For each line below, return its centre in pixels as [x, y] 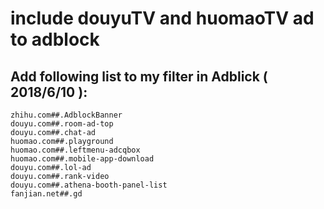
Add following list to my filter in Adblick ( [139, 76]
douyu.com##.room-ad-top [62, 124]
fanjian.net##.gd [46, 194]
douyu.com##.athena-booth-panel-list [89, 185]
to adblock [55, 39]
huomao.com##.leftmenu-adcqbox [75, 150]
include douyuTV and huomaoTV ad [162, 18]
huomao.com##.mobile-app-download [82, 159]
